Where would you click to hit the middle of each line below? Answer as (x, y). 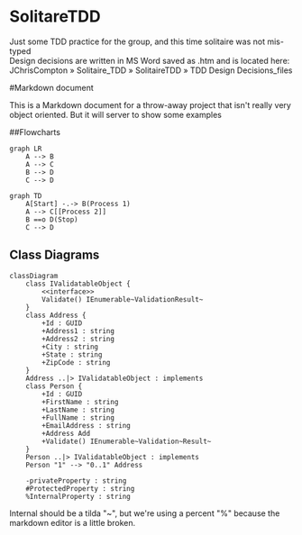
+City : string (70, 347)
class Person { (54, 386)
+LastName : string (78, 410)
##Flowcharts (35, 131)
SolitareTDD (55, 17)
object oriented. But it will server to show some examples (116, 114)
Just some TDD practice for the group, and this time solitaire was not (137, 41)
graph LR (26, 149)
